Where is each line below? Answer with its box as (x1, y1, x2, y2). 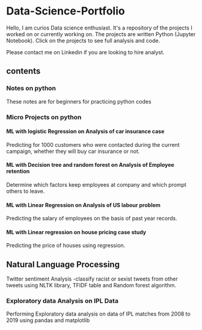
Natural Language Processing (6, 259, 120, 269)
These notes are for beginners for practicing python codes (6, 98, 151, 105)
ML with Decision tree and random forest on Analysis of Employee (6, 161, 174, 169)
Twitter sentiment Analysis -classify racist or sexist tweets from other (6, 275, 179, 282)
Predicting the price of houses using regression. (6, 242, 126, 249)
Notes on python (6, 84, 56, 93)
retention (6, 167, 30, 175)
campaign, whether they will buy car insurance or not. (6, 148, 140, 155)
